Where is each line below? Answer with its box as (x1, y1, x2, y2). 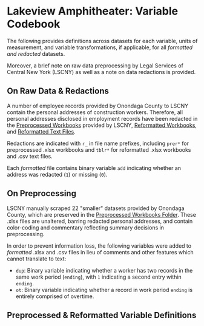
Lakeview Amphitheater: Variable (7, 4, 178, 18)
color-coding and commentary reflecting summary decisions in (7, 223, 164, 231)
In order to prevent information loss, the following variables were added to (7, 242, 192, 250)
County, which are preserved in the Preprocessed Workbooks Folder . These (7, 211, 196, 218)
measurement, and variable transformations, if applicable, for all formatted (7, 44, 193, 51)
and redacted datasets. (7, 50, 65, 57)
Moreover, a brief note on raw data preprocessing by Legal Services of (7, 62, 183, 69)
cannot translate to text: (7, 255, 67, 262)
